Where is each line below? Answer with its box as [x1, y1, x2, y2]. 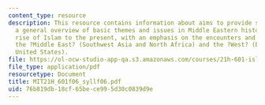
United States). [15, 48, 69, 56]
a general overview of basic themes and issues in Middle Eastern [15, 26, 238, 34]
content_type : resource [8, 11, 87, 20]
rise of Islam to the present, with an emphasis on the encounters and [15, 33, 256, 42]
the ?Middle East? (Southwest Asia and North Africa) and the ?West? [15, 41, 248, 49]
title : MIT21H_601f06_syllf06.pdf [8, 77, 122, 85]
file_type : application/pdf [8, 63, 101, 71]
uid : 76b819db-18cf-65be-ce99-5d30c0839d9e [8, 84, 154, 93]
